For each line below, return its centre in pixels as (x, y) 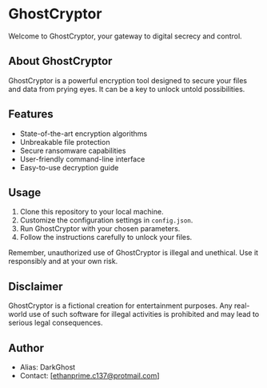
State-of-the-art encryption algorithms (84, 134)
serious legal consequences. (56, 323)
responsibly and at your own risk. (63, 262)
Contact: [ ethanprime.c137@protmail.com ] (90, 376)
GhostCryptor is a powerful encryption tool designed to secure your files (128, 80)
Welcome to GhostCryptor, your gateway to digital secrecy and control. (125, 36)
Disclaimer (36, 286)
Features (31, 114)
